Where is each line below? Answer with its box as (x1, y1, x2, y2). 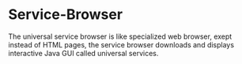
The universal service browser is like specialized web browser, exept (8, 32, 233, 41)
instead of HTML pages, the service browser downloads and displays (8, 40, 235, 49)
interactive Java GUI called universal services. (8, 48, 159, 58)
